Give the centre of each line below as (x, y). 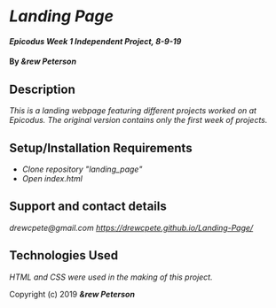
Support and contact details (88, 207)
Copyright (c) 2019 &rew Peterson (72, 294)
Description (42, 89)
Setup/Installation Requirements (101, 148)
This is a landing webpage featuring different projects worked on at (133, 111)
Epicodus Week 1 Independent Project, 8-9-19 (95, 41)
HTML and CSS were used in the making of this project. (111, 277)
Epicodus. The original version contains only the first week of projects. (138, 120)
